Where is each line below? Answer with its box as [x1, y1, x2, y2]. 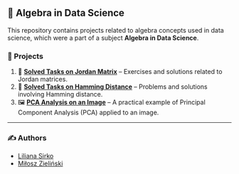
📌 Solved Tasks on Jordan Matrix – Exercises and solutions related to [17, 67, 223, 76]
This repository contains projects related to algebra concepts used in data [7, 26, 224, 34]
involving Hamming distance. [17, 90, 103, 99]
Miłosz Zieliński [17, 159, 63, 168]
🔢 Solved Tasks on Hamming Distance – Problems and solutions [17, 82, 208, 91]
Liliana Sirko [17, 152, 54, 161]
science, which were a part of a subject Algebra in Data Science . [7, 33, 199, 42]
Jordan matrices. [17, 75, 68, 84]
